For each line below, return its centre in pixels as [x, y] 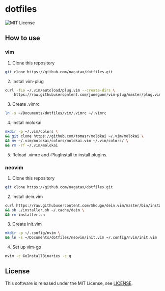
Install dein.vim [27, 196]
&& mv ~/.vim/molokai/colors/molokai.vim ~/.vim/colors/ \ [67, 141]
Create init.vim [27, 224]
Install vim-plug [28, 81]
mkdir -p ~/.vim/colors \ [31, 132]
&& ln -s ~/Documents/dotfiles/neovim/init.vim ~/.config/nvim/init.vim [81, 238]
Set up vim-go [27, 247]
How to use [23, 38]
